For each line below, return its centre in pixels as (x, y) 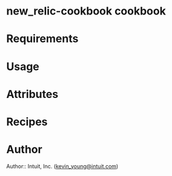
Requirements (42, 39)
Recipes (27, 122)
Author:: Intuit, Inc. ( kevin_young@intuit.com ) (62, 166)
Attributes (32, 94)
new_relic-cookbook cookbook (86, 11)
